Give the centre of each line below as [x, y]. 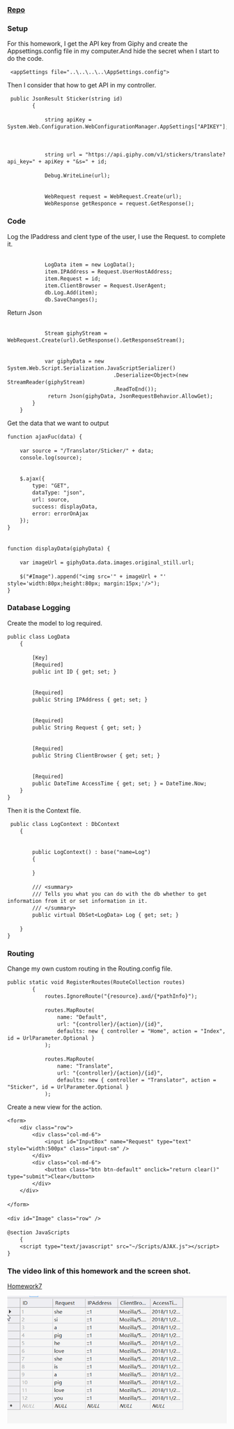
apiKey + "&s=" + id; [76, 162]
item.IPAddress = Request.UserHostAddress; [108, 271]
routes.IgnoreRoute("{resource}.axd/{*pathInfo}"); [121, 996]
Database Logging [39, 608]
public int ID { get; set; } [75, 672]
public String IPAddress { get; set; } [90, 699]
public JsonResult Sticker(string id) [67, 99]
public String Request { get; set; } [87, 727]
